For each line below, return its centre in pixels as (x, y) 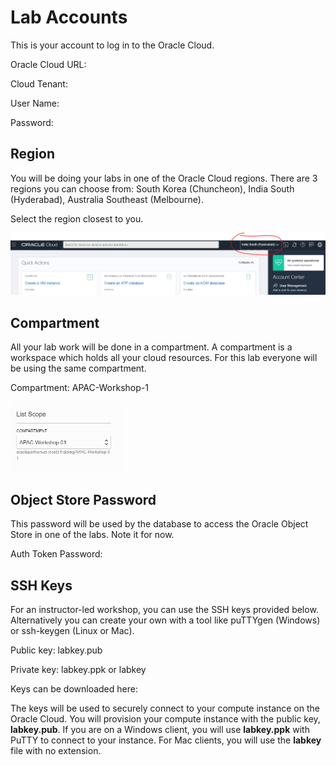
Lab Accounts (69, 17)
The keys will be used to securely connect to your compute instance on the (165, 708)
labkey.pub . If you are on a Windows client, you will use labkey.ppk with (160, 730)
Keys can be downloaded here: (74, 689)
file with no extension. (56, 751)
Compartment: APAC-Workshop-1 (79, 388)
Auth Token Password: (56, 554)
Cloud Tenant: (39, 83)
